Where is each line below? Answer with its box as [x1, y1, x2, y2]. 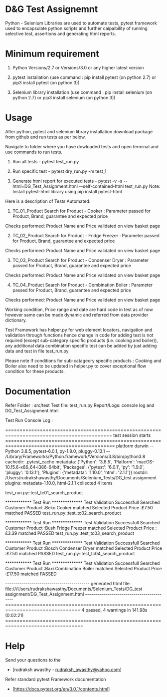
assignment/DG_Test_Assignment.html [5, 591, 84, 597]
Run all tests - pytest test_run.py [12, 158, 79, 164]
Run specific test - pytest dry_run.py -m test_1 [12, 168, 107, 174]
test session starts [113, 432, 151, 438]
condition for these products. [5, 368, 65, 374]
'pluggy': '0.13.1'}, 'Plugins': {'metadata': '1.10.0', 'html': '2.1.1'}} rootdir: [5, 469, 149, 475]
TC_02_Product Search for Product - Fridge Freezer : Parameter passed [12, 232, 160, 238]
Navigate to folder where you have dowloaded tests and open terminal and [5, 143, 159, 149]
